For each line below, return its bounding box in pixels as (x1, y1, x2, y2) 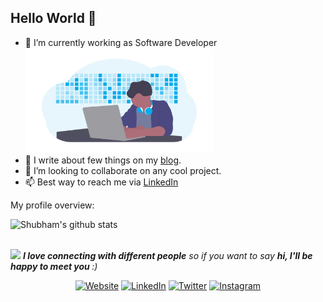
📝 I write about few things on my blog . (24, 154, 182, 166)
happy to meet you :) (10, 260, 98, 272)
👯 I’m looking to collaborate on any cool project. (24, 164, 222, 176)
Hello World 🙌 (10, 10, 97, 27)
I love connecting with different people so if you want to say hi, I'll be (22, 249, 313, 261)
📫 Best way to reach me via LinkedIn (24, 176, 179, 188)
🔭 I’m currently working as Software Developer (24, 36, 218, 48)
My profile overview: (10, 199, 95, 211)
